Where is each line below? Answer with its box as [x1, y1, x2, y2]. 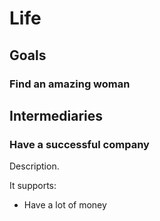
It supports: [9, 180, 57, 192]
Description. [9, 160, 60, 172]
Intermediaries [9, 107, 104, 124]
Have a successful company [9, 137, 150, 151]
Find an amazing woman [9, 77, 131, 91]
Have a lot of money [23, 199, 107, 211]
